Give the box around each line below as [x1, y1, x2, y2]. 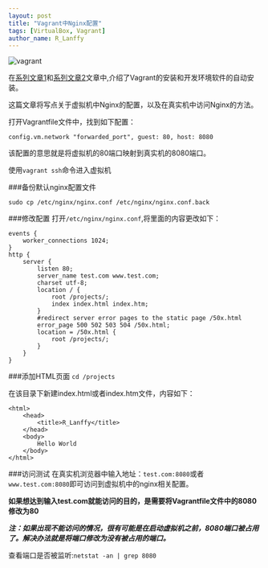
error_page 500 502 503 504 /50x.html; [37, 321, 171, 330]
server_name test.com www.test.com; [37, 272, 160, 280]
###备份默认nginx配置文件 [8, 183, 96, 192]
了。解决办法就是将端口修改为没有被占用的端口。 [8, 533, 170, 543]
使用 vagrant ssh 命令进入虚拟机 [8, 166, 112, 175]
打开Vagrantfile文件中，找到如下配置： [8, 117, 136, 127]
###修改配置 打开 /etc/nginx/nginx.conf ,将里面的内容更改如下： [8, 214, 221, 224]
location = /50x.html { [37, 328, 116, 336]
